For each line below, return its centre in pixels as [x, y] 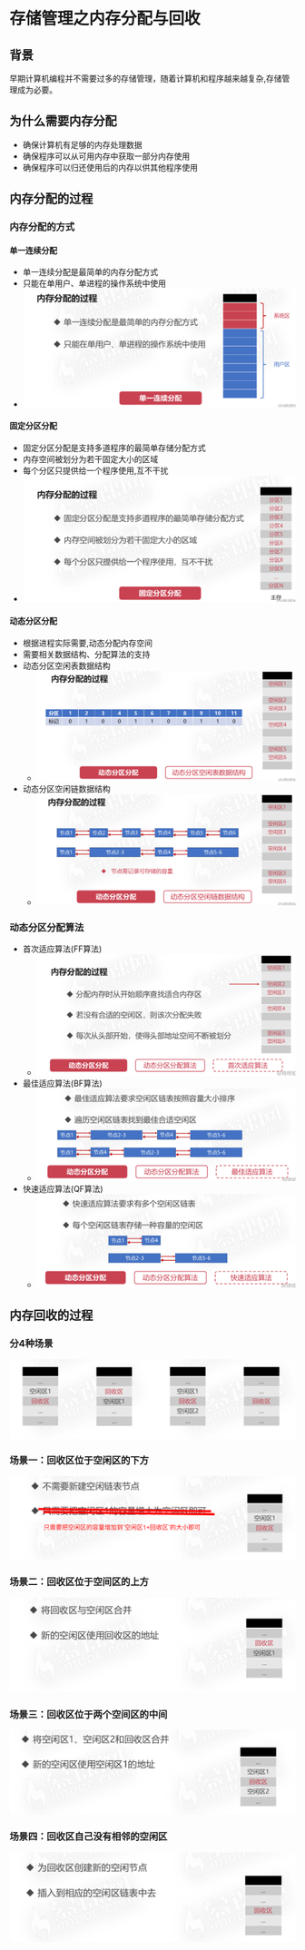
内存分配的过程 [51, 199]
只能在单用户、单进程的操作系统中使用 [94, 283]
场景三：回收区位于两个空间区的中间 [89, 1714]
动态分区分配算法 [47, 928]
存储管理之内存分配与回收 [105, 19]
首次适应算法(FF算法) [62, 949]
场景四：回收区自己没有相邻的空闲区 [89, 1837]
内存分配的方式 [42, 227]
